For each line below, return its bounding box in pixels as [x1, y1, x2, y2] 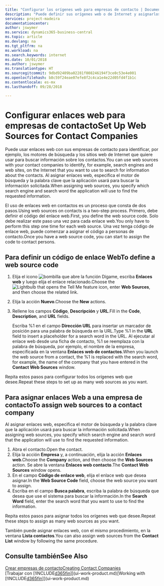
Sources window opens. [12, 467, 62, 473]
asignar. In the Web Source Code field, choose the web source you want [12, 478, 158, 483]
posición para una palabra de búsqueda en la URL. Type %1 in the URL [12, 328, 153, 334]
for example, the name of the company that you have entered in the [12, 359, 148, 365]
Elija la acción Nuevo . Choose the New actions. [12, 299, 106, 305]
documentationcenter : [5, 21, 49, 26]
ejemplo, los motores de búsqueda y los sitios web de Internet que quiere [5, 152, 153, 158]
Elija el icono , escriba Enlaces [12, 274, 153, 280]
